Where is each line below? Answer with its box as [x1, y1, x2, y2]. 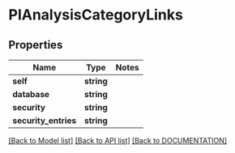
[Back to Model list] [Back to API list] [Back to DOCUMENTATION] [8, 136, 228, 145]
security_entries [12, 115, 77, 126]
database [12, 89, 50, 100]
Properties [8, 38, 63, 52]
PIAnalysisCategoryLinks [8, 6, 184, 24]
